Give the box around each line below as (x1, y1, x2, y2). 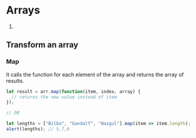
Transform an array (6, 40, 78, 50)
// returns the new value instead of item (11, 94, 117, 100)
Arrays (6, 4, 40, 17)
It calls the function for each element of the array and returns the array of (6, 71, 184, 78)
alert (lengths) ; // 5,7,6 (6, 126, 69, 132)
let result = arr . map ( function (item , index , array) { (6, 89, 141, 95)
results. (6, 77, 25, 84)
